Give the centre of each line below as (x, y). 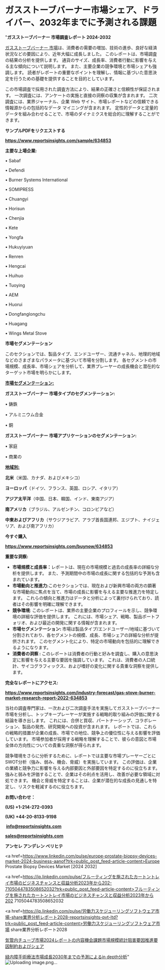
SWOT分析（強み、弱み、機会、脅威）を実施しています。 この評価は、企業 (81, 762)
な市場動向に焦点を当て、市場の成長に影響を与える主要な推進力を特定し (85, 591)
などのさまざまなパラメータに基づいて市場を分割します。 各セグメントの (79, 360)
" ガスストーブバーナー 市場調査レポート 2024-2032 (58, 37)
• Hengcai (16, 266)
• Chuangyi (17, 199)
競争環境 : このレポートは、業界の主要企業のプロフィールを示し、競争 (82, 610)
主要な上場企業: (21, 150)
